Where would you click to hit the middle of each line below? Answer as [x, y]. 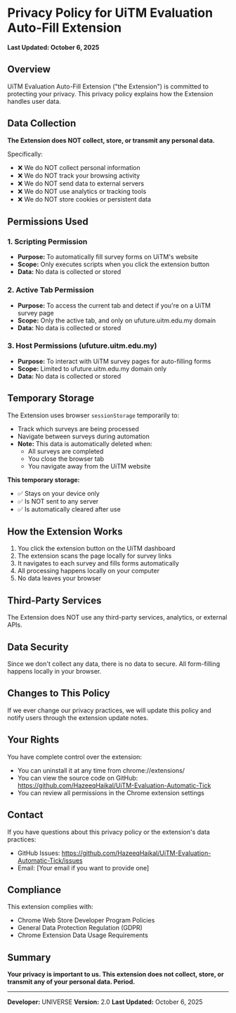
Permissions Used [48, 222]
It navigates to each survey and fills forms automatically [98, 563]
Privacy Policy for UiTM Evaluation [110, 13]
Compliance [34, 890]
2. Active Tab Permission [51, 290]
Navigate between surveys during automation [83, 436]
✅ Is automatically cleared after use [69, 509]
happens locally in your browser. [54, 672]
